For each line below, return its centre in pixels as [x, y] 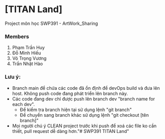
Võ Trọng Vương [29, 58]
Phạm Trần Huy [29, 48]
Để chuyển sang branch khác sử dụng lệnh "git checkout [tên [84, 115]
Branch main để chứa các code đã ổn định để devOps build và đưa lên [86, 88]
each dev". [23, 104]
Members [17, 37]
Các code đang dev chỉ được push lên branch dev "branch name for [84, 99]
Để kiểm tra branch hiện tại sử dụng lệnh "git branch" [76, 110]
